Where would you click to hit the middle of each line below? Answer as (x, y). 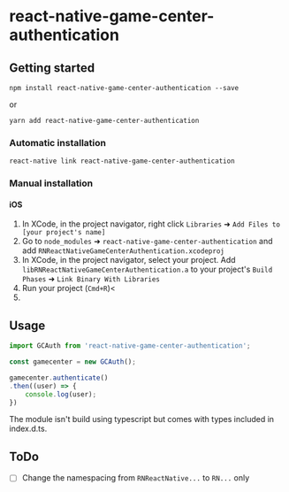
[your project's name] (64, 233)
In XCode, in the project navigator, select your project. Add (129, 260)
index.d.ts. (28, 429)
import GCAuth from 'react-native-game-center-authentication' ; (130, 346)
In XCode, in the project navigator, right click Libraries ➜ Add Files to (151, 224)
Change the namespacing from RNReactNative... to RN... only (136, 478)
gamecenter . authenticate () (59, 378)
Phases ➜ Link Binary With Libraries (91, 279)
